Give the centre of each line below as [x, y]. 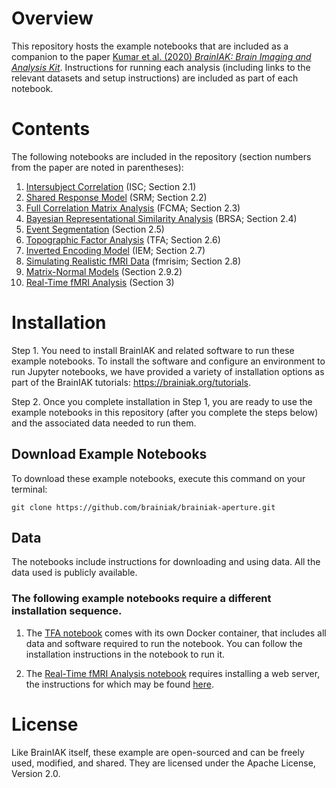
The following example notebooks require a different [141, 599]
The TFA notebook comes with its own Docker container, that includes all [176, 633]
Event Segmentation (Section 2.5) [95, 229]
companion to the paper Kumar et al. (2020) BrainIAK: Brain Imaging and [161, 56]
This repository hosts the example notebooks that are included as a [150, 46]
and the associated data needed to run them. [104, 423]
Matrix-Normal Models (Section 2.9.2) [104, 271]
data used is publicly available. [74, 573]
